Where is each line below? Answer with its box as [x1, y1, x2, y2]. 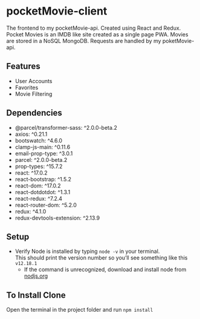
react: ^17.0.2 [15, 169, 48, 176]
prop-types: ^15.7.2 [15, 163, 63, 170]
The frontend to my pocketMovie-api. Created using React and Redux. [6, 24, 181, 32]
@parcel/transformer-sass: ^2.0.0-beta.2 [15, 124, 118, 131]
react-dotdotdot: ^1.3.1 [15, 188, 71, 195]
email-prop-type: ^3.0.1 [15, 150, 73, 157]
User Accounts [15, 77, 53, 84]
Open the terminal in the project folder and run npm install [6, 306, 153, 314]
